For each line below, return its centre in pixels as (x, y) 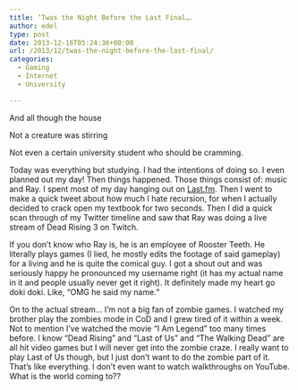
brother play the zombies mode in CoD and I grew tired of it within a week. (146, 318)
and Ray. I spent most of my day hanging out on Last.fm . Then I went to (141, 188)
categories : (31, 59)
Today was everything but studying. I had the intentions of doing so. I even (147, 169)
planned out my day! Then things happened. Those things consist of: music (149, 179)
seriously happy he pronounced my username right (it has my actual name (146, 273)
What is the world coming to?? (65, 376)
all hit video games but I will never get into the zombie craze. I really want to (149, 347)
